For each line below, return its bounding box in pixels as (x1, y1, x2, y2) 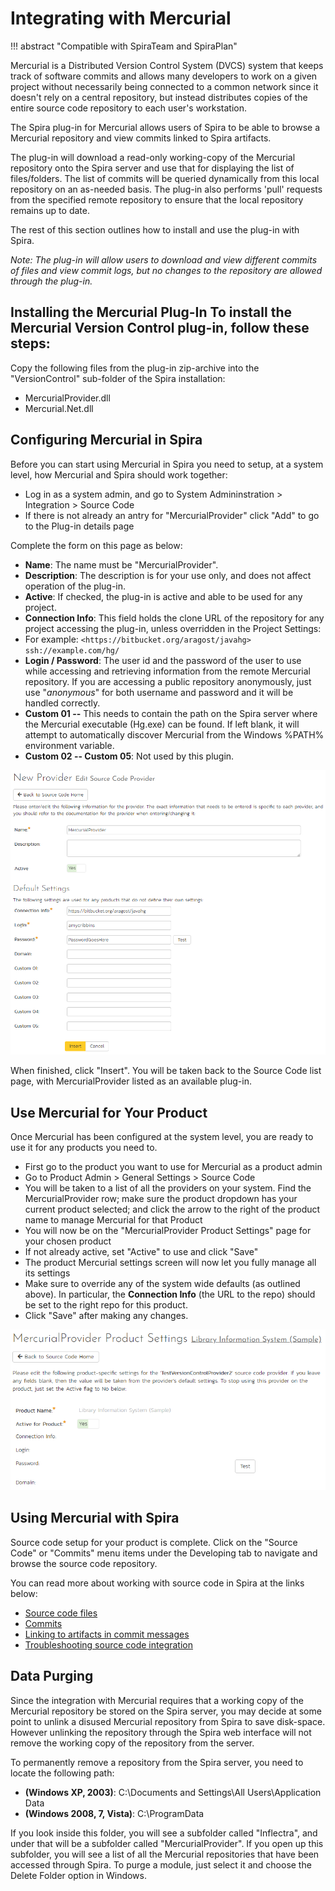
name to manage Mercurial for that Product (24, 1214, 203, 1226)
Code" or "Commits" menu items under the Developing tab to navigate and (10, 1547, 318, 1559)
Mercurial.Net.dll (24, 402, 94, 414)
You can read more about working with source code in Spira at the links (10, 1577, 305, 1589)
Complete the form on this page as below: (10, 539, 183, 551)
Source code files (24, 1607, 98, 1619)
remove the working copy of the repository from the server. (10, 1737, 255, 1749)
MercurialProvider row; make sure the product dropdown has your (24, 1193, 298, 1204)
